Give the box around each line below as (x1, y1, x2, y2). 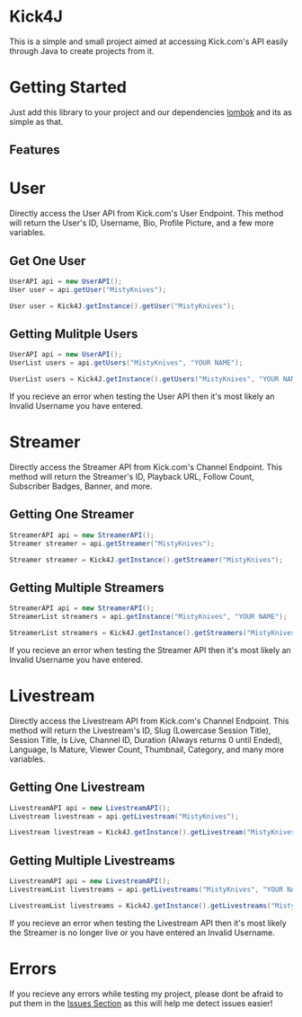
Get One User (9, 253, 86, 269)
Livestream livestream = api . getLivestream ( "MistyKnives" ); (9, 811, 240, 821)
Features (9, 142, 60, 158)
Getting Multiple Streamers (9, 579, 164, 595)
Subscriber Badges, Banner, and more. (9, 481, 153, 491)
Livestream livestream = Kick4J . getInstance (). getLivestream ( (9, 828, 247, 837)
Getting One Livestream (9, 780, 146, 795)
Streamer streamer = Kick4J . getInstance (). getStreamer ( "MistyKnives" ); (9, 555, 283, 564)
